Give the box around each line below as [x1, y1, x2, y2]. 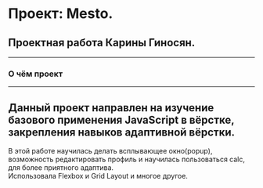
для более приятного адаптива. [8, 163, 114, 172]
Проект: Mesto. [8, 5, 113, 23]
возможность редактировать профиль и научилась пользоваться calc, [8, 154, 245, 164]
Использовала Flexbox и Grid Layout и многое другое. [8, 172, 188, 181]
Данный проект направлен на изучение [8, 101, 214, 114]
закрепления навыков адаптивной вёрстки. [8, 125, 235, 139]
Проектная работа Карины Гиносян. [8, 36, 196, 49]
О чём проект [8, 68, 63, 79]
